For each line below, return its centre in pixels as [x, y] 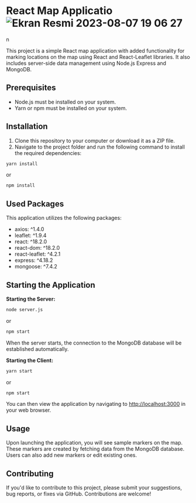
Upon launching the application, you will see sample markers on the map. [94, 443]
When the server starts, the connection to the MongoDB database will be [94, 343]
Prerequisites [31, 88]
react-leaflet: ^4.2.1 [37, 254]
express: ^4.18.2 [34, 260]
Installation [27, 127]
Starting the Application [51, 285]
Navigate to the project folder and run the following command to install [100, 147]
